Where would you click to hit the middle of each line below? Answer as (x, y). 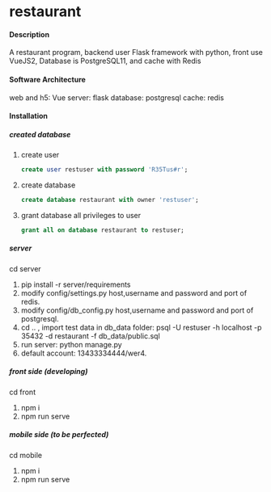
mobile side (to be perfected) (59, 435)
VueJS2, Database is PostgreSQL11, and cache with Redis (105, 61)
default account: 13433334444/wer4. (84, 353)
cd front (22, 392)
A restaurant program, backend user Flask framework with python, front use (136, 53)
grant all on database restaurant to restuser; (103, 230)
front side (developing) (49, 372)
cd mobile (26, 455)
